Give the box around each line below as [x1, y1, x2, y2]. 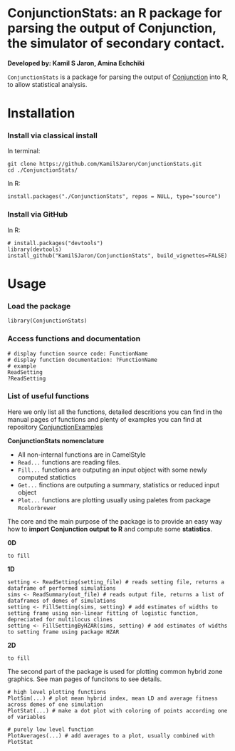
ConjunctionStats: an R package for [7, 5, 222, 21]
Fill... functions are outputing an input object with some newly [17, 465, 208, 474]
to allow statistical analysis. [7, 80, 88, 88]
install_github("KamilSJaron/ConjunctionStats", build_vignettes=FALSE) [7, 252, 228, 259]
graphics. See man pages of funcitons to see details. [7, 675, 162, 683]
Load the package [7, 301, 71, 311]
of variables [7, 713, 46, 720]
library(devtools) [7, 246, 62, 253]
